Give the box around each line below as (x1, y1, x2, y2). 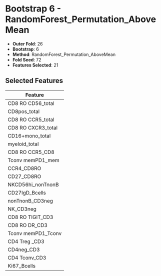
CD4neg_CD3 (7, 246, 40, 253)
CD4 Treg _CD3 (7, 238, 44, 245)
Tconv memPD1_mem (7, 156, 60, 163)
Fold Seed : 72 (12, 56, 41, 62)
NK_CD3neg (7, 205, 36, 212)
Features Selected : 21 (12, 62, 58, 68)
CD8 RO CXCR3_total (7, 124, 58, 131)
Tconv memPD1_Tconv (7, 229, 62, 236)
